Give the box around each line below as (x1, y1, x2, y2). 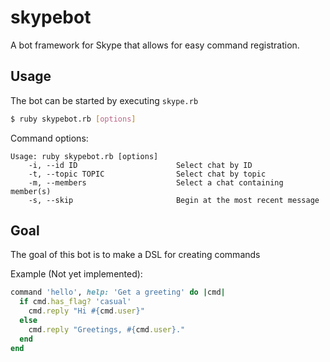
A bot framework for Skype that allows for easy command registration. (10, 39, 300, 51)
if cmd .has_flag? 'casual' (19, 297, 132, 307)
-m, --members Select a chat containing (28, 177, 284, 188)
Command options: (10, 132, 89, 144)
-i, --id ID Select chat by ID (28, 160, 253, 170)
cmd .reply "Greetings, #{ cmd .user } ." (28, 324, 186, 335)
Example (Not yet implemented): (10, 268, 143, 280)
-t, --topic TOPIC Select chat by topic (28, 169, 267, 179)
